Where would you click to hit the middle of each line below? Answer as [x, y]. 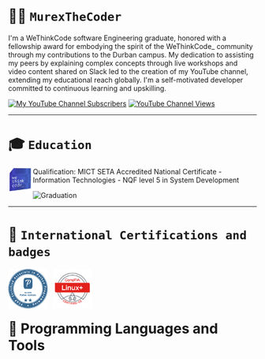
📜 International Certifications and [127, 235]
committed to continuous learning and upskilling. [88, 88]
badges [30, 252]
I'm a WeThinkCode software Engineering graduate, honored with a [118, 38]
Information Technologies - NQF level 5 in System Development [136, 180]
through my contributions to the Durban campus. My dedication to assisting [131, 54]
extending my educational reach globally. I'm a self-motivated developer [126, 80]
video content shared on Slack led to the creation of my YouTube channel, [128, 71]
